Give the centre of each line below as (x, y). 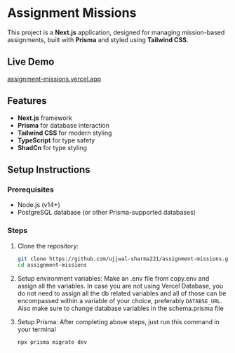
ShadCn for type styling (52, 147)
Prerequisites (31, 189)
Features (27, 101)
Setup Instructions (49, 169)
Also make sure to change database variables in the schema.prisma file (121, 308)
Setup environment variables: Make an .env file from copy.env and (113, 279)
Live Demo (31, 62)
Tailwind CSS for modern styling (65, 133)
